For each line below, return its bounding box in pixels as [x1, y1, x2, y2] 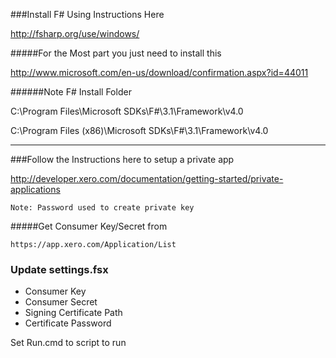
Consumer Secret [24, 296, 98, 308]
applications [10, 184, 61, 195]
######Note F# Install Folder [10, 86, 132, 98]
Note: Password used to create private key [10, 203, 195, 213]
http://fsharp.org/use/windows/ [10, 28, 140, 39]
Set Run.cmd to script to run [10, 337, 127, 349]
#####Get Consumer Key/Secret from [10, 220, 168, 232]
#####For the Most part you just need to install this [10, 47, 222, 59]
